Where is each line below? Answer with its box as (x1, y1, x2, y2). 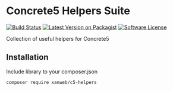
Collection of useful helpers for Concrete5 (6, 35, 109, 42)
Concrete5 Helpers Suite (6, 4, 131, 18)
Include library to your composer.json (6, 68, 98, 75)
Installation (6, 52, 49, 63)
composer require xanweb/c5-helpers (6, 79, 97, 85)
